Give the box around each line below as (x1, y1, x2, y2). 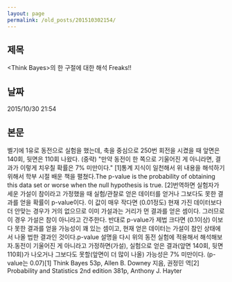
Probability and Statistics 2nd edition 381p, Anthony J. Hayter (7, 266, 182, 274)
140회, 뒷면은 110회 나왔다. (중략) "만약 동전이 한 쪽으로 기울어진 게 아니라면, (7, 155, 214, 163)
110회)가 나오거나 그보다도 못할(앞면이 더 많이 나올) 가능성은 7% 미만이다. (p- (7, 250, 216, 258)
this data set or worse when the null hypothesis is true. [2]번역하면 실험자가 (7, 181, 220, 189)
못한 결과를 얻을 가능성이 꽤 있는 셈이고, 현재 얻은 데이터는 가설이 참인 (14, 224, 203, 232)
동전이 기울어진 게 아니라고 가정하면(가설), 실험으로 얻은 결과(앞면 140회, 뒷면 (14, 241, 224, 249)
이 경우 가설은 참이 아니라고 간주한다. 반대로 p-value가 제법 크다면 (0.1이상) (7, 215, 211, 224)
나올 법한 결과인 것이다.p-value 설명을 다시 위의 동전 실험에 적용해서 (14, 233, 199, 241)
